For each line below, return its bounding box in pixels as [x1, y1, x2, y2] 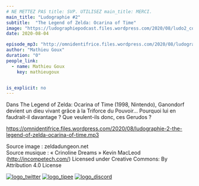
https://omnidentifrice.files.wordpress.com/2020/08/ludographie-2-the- [6, 125, 182, 132]
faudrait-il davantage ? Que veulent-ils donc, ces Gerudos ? [6, 114, 152, 121]
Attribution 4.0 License [6, 162, 62, 169]
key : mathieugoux [17, 69, 60, 75]
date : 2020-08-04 [6, 31, 49, 37]
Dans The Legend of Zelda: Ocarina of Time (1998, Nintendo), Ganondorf [6, 101, 185, 108]
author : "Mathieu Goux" [6, 47, 65, 53]
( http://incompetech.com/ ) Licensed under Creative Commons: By [6, 155, 168, 163]
